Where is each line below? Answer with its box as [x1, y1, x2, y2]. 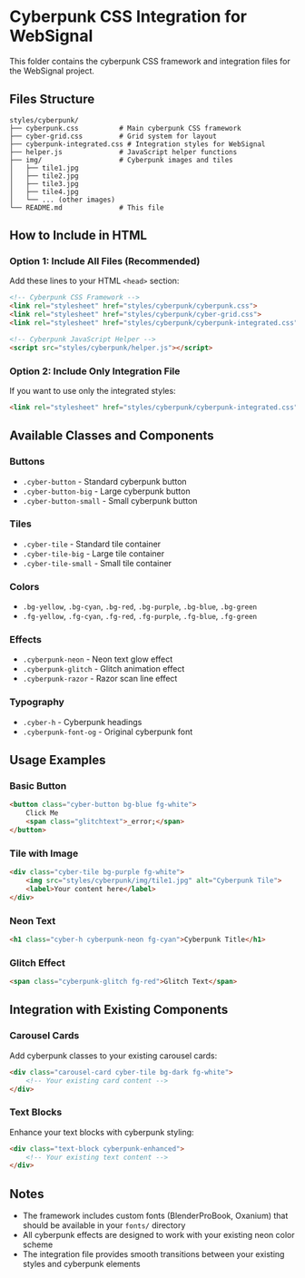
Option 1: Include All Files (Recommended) [9, 255, 201, 268]
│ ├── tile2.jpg [9, 171, 79, 181]
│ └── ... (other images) [9, 195, 116, 204]
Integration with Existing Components [9, 1002, 229, 1017]
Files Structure [9, 92, 95, 107]
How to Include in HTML [9, 228, 148, 243]
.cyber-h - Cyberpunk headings [22, 716, 143, 727]
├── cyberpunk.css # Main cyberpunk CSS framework [9, 123, 242, 133]
